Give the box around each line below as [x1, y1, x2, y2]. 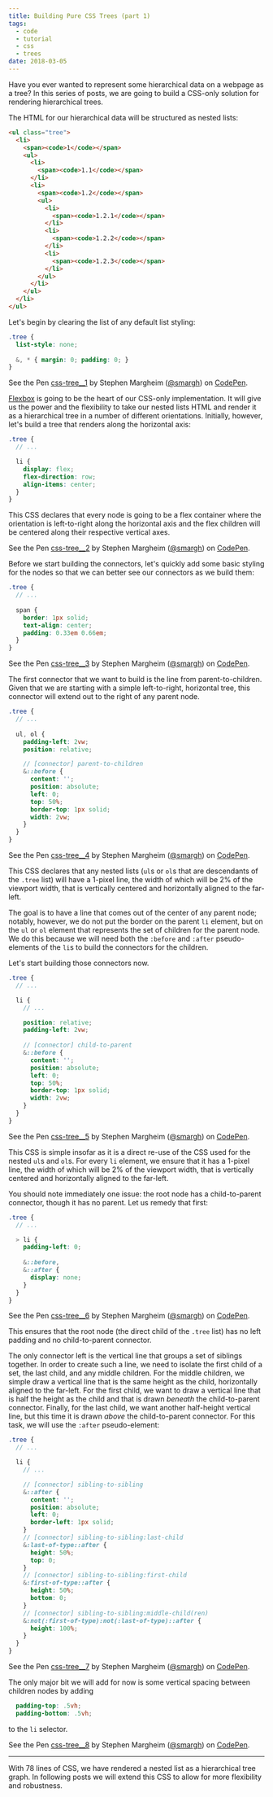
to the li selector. [8, 1724, 68, 1734]
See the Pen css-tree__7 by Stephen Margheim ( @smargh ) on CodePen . [8, 1662, 250, 1671]
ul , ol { [15, 730, 45, 738]
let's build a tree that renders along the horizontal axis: [8, 420, 191, 430]
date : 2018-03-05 [8, 58, 67, 66]
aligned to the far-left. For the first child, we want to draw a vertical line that [8, 1385, 262, 1396]
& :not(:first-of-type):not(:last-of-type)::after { [23, 1616, 201, 1624]
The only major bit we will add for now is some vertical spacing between [8, 1677, 250, 1687]
